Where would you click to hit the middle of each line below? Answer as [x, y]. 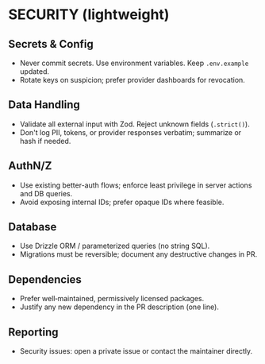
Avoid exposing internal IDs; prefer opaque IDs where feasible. [122, 202]
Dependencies [45, 279]
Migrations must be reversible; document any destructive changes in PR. [138, 254]
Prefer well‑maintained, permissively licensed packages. [112, 299]
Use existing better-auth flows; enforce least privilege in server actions [136, 185]
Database [33, 227]
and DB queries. [46, 193]
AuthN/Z [30, 166]
